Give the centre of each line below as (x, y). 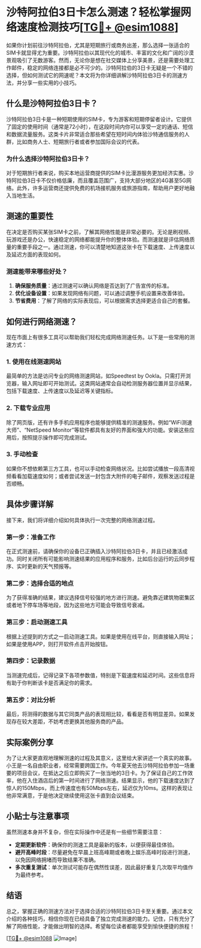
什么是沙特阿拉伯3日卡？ (52, 104)
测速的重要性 (30, 216)
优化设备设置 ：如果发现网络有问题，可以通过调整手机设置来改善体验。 (101, 293)
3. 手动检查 (22, 454)
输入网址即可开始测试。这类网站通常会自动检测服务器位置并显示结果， (108, 384)
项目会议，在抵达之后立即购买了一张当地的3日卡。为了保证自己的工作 (102, 772)
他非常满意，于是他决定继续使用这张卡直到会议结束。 (72, 795)
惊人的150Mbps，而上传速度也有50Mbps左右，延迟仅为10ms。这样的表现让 (100, 787)
